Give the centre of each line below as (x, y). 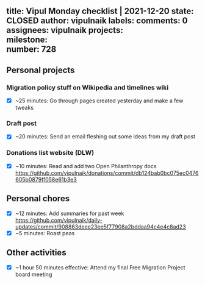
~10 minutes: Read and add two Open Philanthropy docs (86, 166)
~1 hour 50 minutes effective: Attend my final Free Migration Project (100, 267)
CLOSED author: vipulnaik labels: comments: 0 (97, 21)
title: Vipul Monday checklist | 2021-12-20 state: (100, 11)
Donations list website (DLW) (50, 153)
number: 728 (31, 49)
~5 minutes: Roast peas (45, 233)
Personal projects (41, 70)
